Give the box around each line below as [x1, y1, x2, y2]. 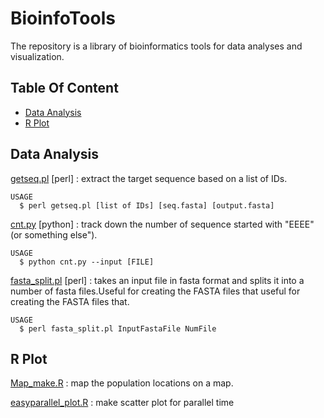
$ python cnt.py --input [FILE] [19, 257, 155, 267]
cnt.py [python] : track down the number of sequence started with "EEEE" [10, 218, 315, 230]
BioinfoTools [10, 7, 116, 30]
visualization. [10, 50, 65, 62]
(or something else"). [10, 228, 98, 241]
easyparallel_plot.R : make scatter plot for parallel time [10, 397, 235, 409]
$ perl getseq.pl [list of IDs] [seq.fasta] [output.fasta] [19, 200, 275, 211]
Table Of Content [10, 80, 119, 97]
